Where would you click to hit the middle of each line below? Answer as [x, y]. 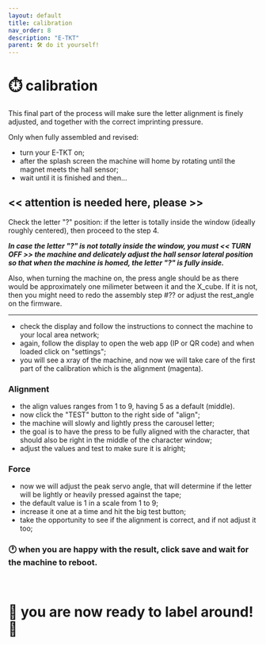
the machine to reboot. [53, 562]
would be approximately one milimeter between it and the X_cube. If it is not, [133, 286]
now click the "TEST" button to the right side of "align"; [110, 415]
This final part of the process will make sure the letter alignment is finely [126, 114]
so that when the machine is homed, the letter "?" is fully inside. [116, 262]
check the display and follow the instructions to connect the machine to [136, 326]
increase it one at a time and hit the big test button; [103, 512]
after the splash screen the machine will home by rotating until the [127, 161]
